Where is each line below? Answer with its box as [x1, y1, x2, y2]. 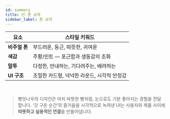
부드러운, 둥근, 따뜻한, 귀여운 [32, 44, 97, 51]
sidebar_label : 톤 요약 [5, 17, 52, 22]
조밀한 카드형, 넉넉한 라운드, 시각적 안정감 [32, 72, 127, 79]
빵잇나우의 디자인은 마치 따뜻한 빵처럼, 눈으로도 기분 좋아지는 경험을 [17, 96, 152, 102]
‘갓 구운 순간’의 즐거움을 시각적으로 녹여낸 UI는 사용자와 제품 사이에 [32, 102, 165, 108]
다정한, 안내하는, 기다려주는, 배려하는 [32, 63, 116, 70]
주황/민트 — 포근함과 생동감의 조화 [32, 53, 111, 60]
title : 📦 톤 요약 [5, 12, 41, 17]
